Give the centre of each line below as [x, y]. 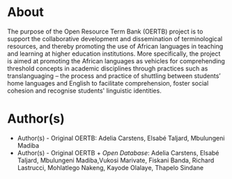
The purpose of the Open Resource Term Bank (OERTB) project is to [105, 31]
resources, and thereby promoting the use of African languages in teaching [115, 46]
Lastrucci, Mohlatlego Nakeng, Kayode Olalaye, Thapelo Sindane [110, 167]
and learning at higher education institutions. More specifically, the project [114, 54]
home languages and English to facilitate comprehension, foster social [108, 83]
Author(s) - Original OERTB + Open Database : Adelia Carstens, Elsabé [118, 153]
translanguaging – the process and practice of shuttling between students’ [114, 76]
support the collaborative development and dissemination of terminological [115, 38]
